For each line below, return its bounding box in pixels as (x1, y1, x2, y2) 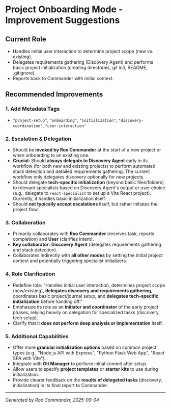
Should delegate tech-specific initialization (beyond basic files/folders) (12, 179, 164, 185)
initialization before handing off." (12, 298, 83, 304)
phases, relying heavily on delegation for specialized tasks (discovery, (12, 309, 160, 315)
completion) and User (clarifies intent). (12, 236, 94, 242)
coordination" (12, 123, 43, 129)
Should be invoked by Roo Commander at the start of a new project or (12, 146, 161, 152)
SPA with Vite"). (12, 355, 46, 361)
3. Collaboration (5, 219, 46, 226)
